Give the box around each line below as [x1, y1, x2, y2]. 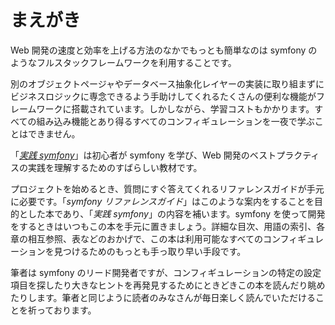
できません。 [27, 127, 81, 140]
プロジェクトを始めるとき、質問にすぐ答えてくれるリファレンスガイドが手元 [10, 182, 325, 195]
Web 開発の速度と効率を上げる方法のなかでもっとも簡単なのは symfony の [10, 44, 318, 56]
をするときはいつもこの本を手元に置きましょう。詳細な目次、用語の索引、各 [10, 220, 326, 232]
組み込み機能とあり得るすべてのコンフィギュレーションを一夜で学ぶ [36, 115, 315, 127]
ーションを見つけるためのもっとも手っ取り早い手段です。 [10, 245, 247, 257]
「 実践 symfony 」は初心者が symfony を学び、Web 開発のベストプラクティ [10, 149, 320, 161]
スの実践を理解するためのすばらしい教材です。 [10, 161, 203, 173]
